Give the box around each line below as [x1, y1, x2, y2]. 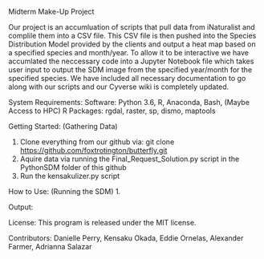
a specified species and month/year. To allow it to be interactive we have [8, 48, 250, 57]
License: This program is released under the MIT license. [8, 218, 197, 227]
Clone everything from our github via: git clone [19, 137, 175, 147]
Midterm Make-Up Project [8, 7, 95, 16]
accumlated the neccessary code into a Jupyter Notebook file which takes [8, 56, 254, 66]
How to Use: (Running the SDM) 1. [8, 187, 121, 196]
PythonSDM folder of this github [19, 163, 127, 172]
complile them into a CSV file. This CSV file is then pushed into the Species [8, 31, 257, 40]
